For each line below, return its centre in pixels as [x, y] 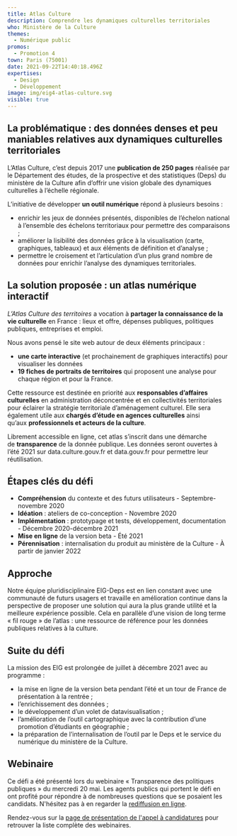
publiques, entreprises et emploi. [55, 329]
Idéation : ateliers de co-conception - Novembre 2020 [97, 513]
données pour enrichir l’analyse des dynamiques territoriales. [107, 263]
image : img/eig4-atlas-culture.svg [60, 93]
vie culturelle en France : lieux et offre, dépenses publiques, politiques [111, 321]
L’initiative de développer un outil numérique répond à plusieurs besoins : [115, 204]
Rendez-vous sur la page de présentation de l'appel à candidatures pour [113, 818]
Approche [30, 573]
